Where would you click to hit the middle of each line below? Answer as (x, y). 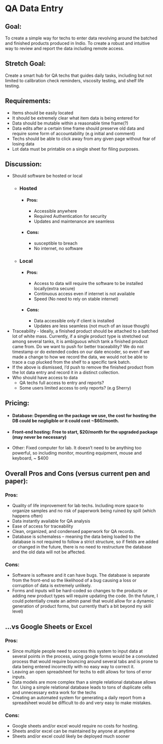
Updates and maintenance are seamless (74, 221)
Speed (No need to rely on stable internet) (76, 299)
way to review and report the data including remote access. (65, 48)
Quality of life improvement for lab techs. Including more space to (78, 505)
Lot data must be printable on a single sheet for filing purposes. (76, 149)
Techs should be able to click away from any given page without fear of (84, 139)
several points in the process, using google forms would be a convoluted (85, 656)
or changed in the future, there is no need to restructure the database (82, 547)
